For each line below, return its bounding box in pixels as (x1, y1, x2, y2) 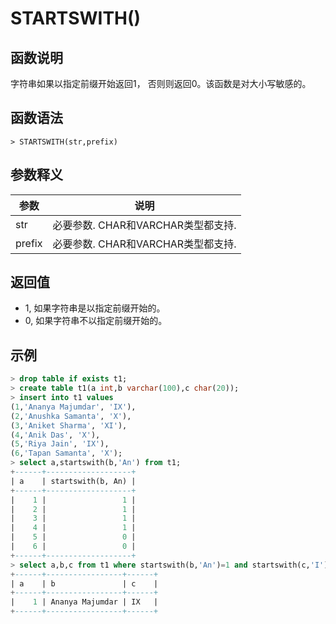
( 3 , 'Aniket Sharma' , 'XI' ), (10, 420, 128, 431)
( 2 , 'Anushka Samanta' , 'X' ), (10, 411, 132, 421)
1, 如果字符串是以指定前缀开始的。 (24, 302, 166, 314)
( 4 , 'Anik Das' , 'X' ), (10, 430, 101, 440)
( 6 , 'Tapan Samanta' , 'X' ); (10, 448, 123, 459)
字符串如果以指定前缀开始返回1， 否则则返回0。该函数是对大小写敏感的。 (10, 78, 312, 89)
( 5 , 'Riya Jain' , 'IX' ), (10, 439, 110, 449)
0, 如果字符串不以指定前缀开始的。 (24, 315, 168, 327)
